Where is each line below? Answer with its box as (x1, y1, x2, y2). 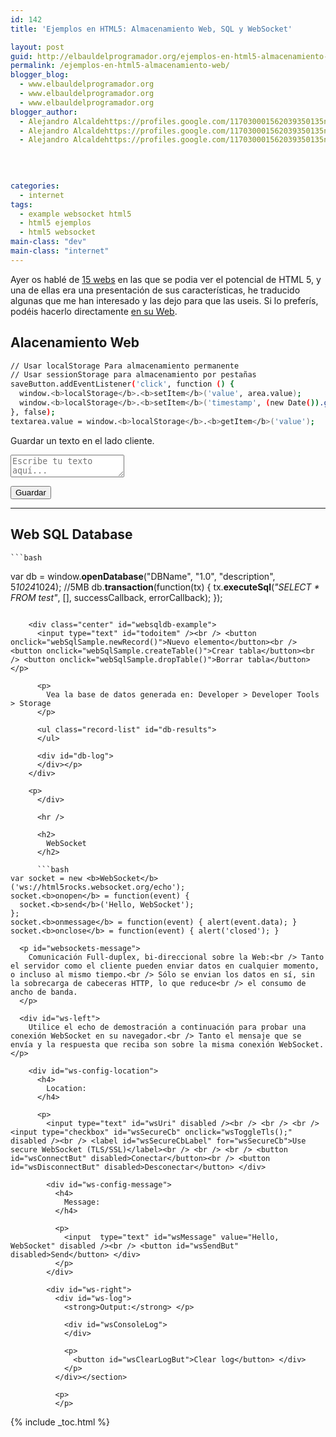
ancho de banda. (10, 987, 78, 997)
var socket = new (10, 873, 83, 883)
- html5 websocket (19, 227, 97, 238)
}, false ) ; (10, 407, 56, 417)
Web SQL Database (10, 526, 133, 543)
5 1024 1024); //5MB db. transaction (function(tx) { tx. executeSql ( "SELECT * (10, 581, 320, 593)
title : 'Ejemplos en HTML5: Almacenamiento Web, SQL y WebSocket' (10, 24, 293, 34)
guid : (10, 51, 33, 61)
